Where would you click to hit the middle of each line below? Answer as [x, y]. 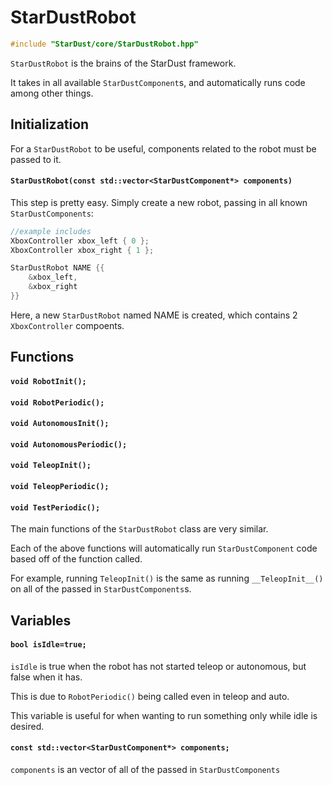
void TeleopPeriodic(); [60, 486]
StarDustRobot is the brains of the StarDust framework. [123, 63]
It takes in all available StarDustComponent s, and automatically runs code [158, 82]
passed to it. [36, 159]
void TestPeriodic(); [55, 507]
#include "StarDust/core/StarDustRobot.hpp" [104, 44]
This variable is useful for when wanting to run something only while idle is [164, 715]
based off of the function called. [76, 559]
